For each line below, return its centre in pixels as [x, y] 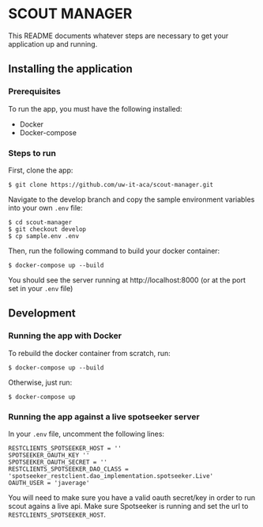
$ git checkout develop [47, 229]
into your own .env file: [45, 207]
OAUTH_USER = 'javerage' [49, 483]
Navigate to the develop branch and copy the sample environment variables [131, 199]
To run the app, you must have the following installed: [96, 108]
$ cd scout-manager [40, 222]
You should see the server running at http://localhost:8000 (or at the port [127, 280]
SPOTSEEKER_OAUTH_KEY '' [49, 455]
